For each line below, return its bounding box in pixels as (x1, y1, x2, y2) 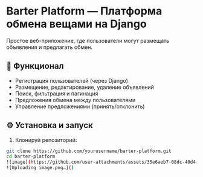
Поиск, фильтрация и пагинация (14, 89, 98, 97)
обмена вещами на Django (6, 17, 147, 31)
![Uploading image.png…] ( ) (6, 165, 74, 171)
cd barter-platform (6, 153, 56, 159)
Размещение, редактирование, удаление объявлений (14, 83, 154, 91)
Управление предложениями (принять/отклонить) (14, 103, 145, 110)
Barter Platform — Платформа (6, 4, 163, 18)
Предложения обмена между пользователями (14, 96, 136, 103)
